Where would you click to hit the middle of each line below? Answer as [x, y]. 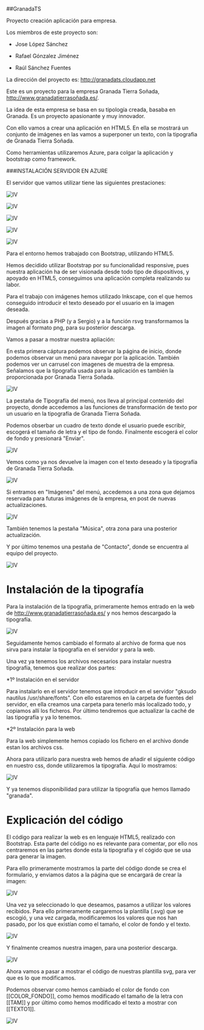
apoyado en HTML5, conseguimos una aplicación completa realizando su [98, 278]
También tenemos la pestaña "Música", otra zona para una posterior [92, 528]
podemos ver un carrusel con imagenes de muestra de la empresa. [90, 364]
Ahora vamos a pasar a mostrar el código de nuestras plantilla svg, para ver [101, 971]
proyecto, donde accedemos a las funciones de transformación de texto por [102, 407]
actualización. [24, 535]
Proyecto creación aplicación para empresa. [62, 20]
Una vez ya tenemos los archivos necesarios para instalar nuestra [89, 661]
